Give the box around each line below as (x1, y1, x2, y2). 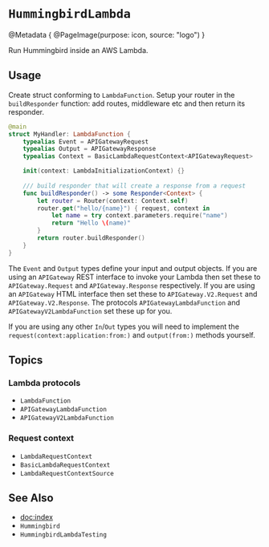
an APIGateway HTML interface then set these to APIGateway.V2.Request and (8, 289, 258, 298)
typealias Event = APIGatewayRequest (22, 137, 149, 146)
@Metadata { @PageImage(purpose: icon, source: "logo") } (8, 30, 206, 39)
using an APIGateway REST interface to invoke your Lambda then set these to (8, 272, 261, 282)
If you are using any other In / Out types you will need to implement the (8, 322, 239, 331)
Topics (8, 354, 43, 367)
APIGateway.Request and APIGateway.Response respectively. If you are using (8, 280, 255, 290)
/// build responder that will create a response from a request (22, 181, 247, 190)
